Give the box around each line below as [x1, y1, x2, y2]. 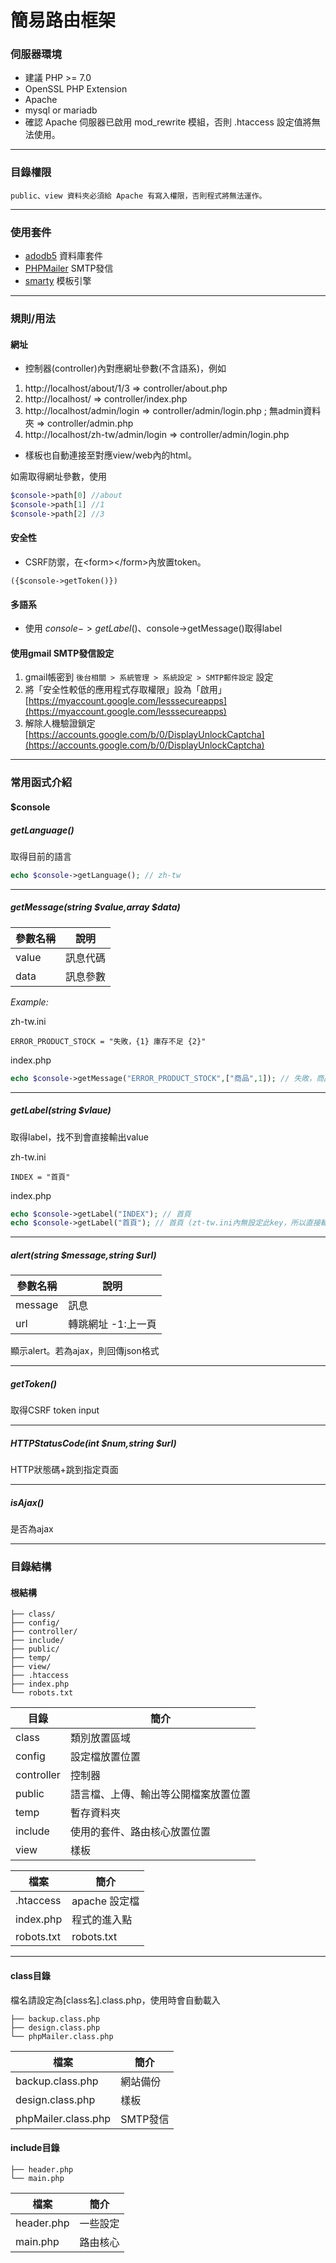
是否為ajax [10, 1523, 54, 1535]
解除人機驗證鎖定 [24, 717, 96, 730]
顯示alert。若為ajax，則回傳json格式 [10, 1345, 160, 1357]
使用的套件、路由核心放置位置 [69, 1825, 211, 1839]
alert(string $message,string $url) [10, 1249, 157, 1261]
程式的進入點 [71, 1913, 133, 1927]
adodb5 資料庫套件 [24, 250, 104, 262]
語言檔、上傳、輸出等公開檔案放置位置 [69, 1787, 251, 1801]
